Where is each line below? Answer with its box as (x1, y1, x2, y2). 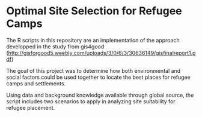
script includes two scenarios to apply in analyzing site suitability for (6, 97, 176, 105)
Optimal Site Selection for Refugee (6, 4, 182, 18)
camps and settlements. (6, 79, 66, 87)
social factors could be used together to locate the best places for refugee (6, 73, 191, 81)
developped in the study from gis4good (6, 43, 105, 50)
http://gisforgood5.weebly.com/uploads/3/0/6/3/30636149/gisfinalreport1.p (8, 49, 196, 56)
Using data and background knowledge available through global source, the (6, 91, 194, 98)
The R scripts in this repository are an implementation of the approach (6, 36, 180, 44)
